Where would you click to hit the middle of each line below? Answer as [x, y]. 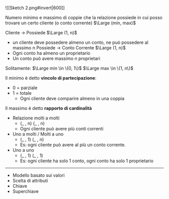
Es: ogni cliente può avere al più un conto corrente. [73, 145]
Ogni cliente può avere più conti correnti [62, 129]
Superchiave [25, 191]
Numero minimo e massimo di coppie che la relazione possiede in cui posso [84, 17]
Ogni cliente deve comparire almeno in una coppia [72, 98]
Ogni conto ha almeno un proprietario [51, 53]
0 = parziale [25, 88]
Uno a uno [23, 150]
